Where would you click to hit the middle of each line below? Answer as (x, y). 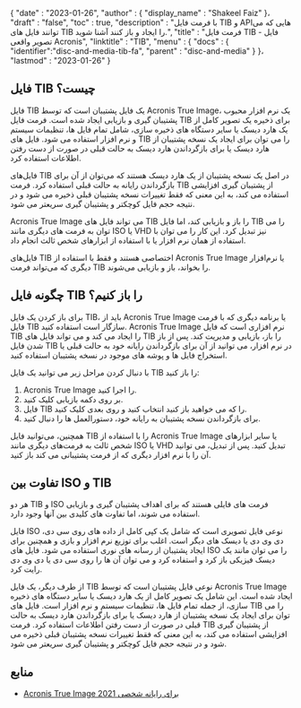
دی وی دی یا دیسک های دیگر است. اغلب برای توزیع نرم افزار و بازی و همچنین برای (147, 540)
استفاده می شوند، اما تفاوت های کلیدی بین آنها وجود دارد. (105, 514)
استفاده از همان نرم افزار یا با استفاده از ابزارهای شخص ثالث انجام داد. (128, 240)
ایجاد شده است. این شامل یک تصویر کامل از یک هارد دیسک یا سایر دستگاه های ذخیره (151, 596)
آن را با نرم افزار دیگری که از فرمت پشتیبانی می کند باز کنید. (111, 454)
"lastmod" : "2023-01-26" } (60, 60)
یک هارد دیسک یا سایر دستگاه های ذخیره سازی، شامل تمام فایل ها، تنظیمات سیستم (149, 129)
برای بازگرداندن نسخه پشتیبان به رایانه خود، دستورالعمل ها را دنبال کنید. (142, 418)
